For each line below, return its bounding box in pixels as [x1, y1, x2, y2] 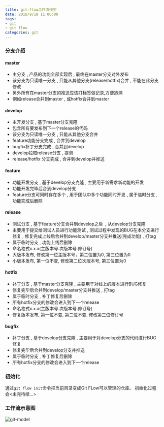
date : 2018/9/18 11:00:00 [5, 12, 58, 17]
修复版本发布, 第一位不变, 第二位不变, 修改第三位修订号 [12, 311, 124, 318]
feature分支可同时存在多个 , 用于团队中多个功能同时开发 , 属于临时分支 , [12, 192, 158, 197]
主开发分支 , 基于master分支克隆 [12, 119, 78, 125]
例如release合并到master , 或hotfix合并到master [12, 96, 109, 102]
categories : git [5, 30, 38, 35]
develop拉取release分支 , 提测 [12, 150, 73, 156]
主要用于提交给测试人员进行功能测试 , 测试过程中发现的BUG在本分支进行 [12, 227, 159, 233]
